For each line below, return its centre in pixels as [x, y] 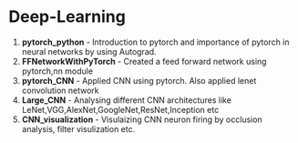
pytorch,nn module [57, 71]
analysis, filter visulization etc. [78, 128]
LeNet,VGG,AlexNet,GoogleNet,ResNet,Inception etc [120, 109]
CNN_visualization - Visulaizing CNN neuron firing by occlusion [142, 119]
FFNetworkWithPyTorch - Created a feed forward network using [144, 61]
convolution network [60, 90]
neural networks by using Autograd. [89, 51]
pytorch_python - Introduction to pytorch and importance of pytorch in [155, 42]
